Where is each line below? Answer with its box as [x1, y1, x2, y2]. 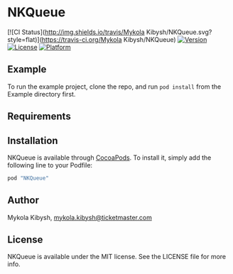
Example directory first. [7, 89, 76, 98]
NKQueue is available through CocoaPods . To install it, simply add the [7, 153, 212, 162]
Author [7, 194, 39, 207]
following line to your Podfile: [7, 160, 93, 169]
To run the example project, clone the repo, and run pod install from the [7, 82, 222, 91]
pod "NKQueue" [7, 175, 50, 182]
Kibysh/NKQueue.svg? [146, 28, 212, 36]
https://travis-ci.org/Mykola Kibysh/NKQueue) [41, 35, 176, 43]
